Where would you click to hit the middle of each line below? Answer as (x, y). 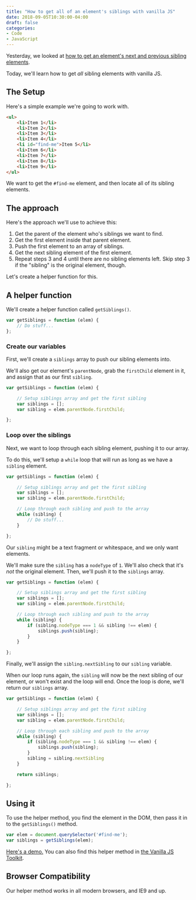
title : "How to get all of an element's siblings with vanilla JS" (91, 12)
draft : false (22, 22)
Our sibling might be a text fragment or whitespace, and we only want (92, 547)
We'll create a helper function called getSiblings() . (69, 309)
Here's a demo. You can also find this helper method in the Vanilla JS (90, 852)
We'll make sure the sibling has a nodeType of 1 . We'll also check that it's (95, 565)
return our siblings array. (37, 688)
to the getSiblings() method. (42, 824)
